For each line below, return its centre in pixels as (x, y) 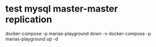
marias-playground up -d (32, 39)
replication (29, 19)
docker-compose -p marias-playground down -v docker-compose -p (78, 33)
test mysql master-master (62, 9)
